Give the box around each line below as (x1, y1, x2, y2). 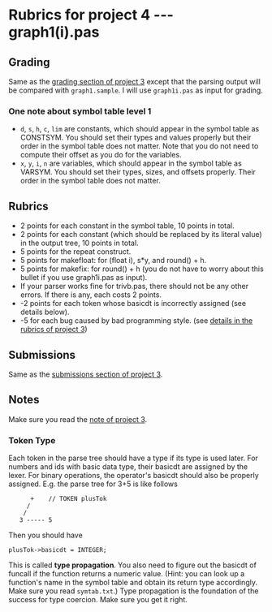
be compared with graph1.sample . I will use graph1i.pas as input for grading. (8, 85, 264, 95)
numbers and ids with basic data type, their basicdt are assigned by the (8, 462, 248, 472)
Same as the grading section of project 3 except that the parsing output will (8, 77, 261, 86)
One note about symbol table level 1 (8, 106, 152, 117)
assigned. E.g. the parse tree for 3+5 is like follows (8, 479, 179, 489)
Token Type (8, 434, 56, 446)
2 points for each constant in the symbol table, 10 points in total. (19, 221, 235, 231)
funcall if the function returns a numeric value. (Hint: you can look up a (8, 569, 245, 579)
